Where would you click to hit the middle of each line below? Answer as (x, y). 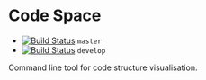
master (90, 41)
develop (91, 50)
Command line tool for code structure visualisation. (103, 67)
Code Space (55, 16)
